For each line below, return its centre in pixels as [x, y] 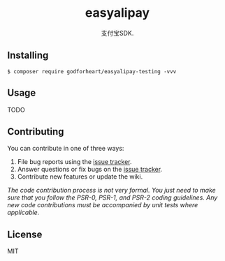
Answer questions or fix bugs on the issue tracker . [90, 170]
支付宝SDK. [117, 33]
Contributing [36, 132]
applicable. [23, 212]
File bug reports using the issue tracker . [74, 162]
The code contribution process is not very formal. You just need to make [112, 191]
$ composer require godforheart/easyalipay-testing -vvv [92, 71]
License [25, 234]
